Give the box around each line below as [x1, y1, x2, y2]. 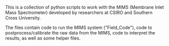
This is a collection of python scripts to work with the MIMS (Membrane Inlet [5, 4, 164, 10]
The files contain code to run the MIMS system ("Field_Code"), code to [5, 24, 152, 30]
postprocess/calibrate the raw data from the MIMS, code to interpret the [5, 30, 155, 35]
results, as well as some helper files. [5, 35, 81, 41]
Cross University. [5, 15, 41, 20]
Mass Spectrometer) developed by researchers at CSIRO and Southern [5, 9, 153, 15]
